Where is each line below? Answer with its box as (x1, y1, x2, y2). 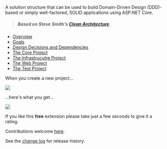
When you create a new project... (5, 75, 73, 81)
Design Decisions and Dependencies (12, 44, 88, 50)
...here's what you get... (5, 94, 54, 100)
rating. (5, 118, 18, 124)
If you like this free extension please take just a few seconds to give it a (5, 113, 152, 119)
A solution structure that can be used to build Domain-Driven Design (5, 4, 146, 10)
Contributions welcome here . (5, 128, 65, 134)
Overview (12, 33, 32, 39)
